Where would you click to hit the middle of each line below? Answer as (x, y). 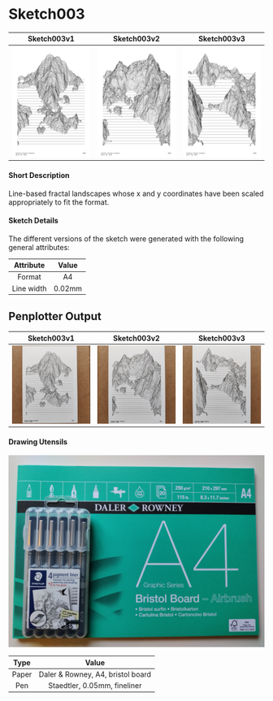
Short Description (39, 175)
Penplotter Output (55, 316)
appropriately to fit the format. (59, 202)
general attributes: (39, 247)
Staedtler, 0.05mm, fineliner (95, 686)
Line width (29, 288)
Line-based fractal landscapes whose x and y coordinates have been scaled (136, 193)
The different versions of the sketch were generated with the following (126, 238)
